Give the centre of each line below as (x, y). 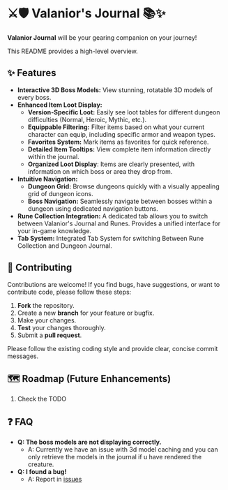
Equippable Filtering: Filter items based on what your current (116, 127)
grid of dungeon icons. (60, 193)
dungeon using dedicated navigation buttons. (93, 208)
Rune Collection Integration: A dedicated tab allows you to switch (112, 216)
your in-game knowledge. (54, 230)
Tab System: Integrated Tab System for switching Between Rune (111, 238)
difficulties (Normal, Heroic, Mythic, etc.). (87, 119)
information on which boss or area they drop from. (100, 171)
